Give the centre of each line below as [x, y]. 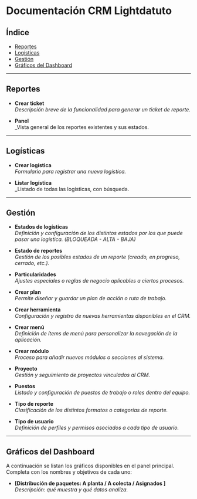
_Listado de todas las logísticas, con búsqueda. [72, 189]
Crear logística [33, 165]
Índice [18, 33]
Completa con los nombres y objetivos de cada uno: [69, 472]
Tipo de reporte [34, 404]
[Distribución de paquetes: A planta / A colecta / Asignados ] [90, 483]
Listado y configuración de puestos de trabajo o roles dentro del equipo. [102, 393]
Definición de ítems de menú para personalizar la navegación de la [96, 334]
